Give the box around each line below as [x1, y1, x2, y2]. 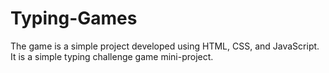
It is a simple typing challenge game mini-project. [10, 50, 214, 62]
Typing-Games [10, 7, 138, 30]
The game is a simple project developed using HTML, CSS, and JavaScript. [10, 40, 320, 52]
